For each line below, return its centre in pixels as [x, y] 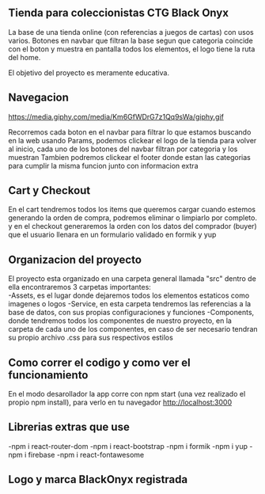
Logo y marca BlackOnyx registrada [98, 479]
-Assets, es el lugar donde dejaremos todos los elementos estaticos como [129, 295]
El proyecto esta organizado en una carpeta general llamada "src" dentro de [132, 279]
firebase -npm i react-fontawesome [86, 454]
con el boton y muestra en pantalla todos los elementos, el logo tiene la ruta [132, 49]
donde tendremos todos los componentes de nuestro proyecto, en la [120, 321]
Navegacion [39, 98]
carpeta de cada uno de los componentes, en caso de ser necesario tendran [133, 329]
